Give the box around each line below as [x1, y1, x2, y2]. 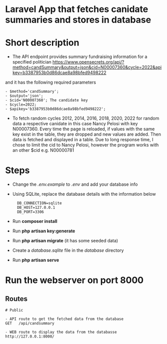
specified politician [12, 59, 51, 65]
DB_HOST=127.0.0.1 [17, 205, 55, 210]
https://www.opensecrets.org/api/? [52, 59, 125, 65]
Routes [5, 294, 28, 303]
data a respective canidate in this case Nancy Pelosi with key [12, 121, 138, 127]
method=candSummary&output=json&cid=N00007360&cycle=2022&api [12, 64, 162, 71]
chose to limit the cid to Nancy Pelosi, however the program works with [12, 142, 159, 148]
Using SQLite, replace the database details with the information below [12, 191, 156, 197]
